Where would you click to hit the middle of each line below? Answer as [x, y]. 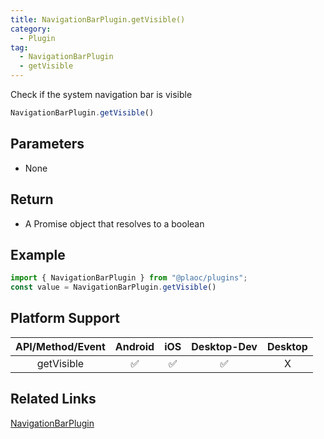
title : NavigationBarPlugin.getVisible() [98, 19]
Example [38, 254]
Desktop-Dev [224, 346]
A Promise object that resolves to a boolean [114, 223]
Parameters [47, 144]
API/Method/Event [60, 346]
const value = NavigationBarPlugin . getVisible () [113, 287]
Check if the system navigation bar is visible [101, 94]
